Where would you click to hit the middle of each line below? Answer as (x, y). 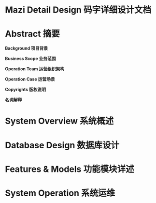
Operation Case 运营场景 (30, 79)
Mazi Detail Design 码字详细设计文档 (78, 10)
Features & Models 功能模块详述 (70, 169)
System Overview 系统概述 (59, 121)
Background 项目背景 (27, 48)
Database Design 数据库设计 (62, 145)
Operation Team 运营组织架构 (35, 69)
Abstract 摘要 (33, 34)
